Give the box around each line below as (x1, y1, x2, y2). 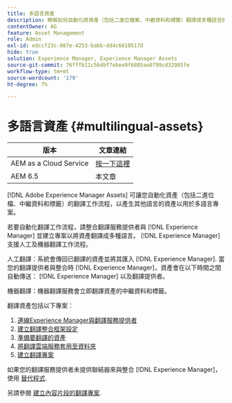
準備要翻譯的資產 (17, 333, 66, 342)
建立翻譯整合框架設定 (17, 325, 78, 333)
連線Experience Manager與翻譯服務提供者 (17, 316, 137, 325)
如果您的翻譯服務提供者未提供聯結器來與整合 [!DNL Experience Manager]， (7, 366, 222, 374)
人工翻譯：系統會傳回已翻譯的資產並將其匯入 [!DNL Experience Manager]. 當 (7, 255, 225, 263)
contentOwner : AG (7, 23, 57, 30)
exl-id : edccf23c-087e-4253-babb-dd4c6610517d (7, 42, 144, 49)
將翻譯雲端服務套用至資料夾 (17, 342, 97, 350)
